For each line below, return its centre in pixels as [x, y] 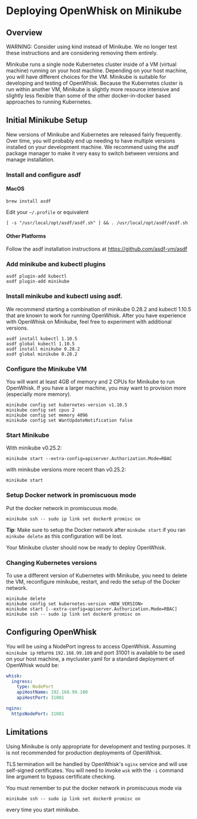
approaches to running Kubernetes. [49, 102]
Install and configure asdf [44, 175]
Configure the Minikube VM [46, 369]
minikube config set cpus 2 [41, 410]
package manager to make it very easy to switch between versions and [93, 153]
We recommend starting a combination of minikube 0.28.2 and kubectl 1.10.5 [98, 309]
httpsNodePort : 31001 [38, 714]
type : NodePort [35, 687]
